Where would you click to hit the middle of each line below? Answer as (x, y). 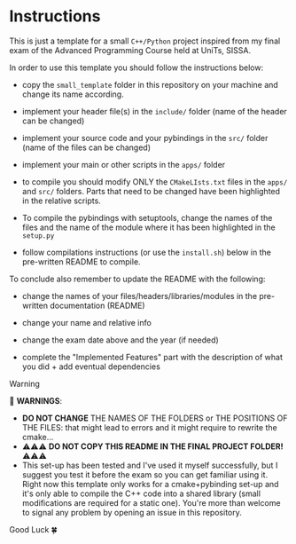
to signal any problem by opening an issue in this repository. (132, 512)
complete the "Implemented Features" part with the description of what (152, 357)
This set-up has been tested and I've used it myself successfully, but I (150, 465)
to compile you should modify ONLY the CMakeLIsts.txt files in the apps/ (155, 181)
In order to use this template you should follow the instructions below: (136, 67)
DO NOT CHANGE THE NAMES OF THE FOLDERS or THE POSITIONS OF (155, 418)
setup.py (38, 236)
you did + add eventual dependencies (91, 367)
